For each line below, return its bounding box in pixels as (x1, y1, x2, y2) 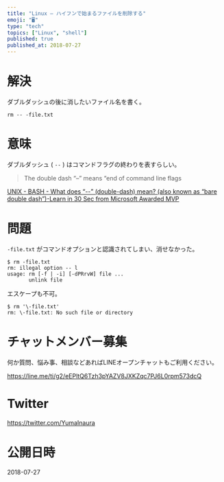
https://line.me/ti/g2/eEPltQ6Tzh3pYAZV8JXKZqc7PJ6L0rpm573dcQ (7, 371, 202, 380)
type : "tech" (7, 23, 45, 30)
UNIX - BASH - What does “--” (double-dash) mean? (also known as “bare (7, 187, 217, 196)
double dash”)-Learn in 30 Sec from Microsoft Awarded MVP (7, 194, 179, 203)
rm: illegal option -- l (7, 264, 78, 271)
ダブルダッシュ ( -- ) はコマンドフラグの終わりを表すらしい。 (7, 160, 181, 168)
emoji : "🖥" (7, 16, 39, 23)
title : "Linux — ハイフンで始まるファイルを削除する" (7, 10, 146, 17)
